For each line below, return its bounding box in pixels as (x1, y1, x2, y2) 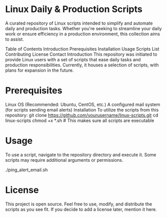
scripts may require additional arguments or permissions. (5, 157, 124, 163)
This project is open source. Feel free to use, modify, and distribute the (5, 201, 152, 207)
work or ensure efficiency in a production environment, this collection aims (5, 31, 160, 37)
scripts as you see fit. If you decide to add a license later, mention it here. (5, 206, 157, 212)
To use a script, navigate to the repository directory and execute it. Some (5, 152, 156, 158)
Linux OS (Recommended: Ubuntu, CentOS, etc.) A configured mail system (5, 101, 160, 107)
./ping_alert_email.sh (5, 167, 48, 173)
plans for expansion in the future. (5, 67, 74, 73)
